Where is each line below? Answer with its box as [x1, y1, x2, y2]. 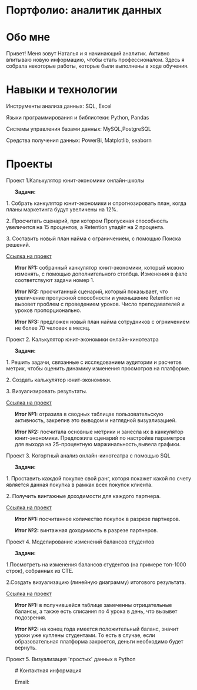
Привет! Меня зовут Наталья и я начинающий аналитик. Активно [6, 50, 170, 57]
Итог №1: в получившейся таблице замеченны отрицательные [14, 602, 172, 608]
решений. [6, 241, 31, 248]
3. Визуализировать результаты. [6, 388, 88, 394]
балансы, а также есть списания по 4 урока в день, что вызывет [14, 608, 178, 615]
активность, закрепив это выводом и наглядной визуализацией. [14, 417, 177, 424]
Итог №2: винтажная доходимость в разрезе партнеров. [14, 527, 159, 533]
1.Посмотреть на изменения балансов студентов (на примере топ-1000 [6, 561, 186, 568]
